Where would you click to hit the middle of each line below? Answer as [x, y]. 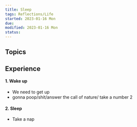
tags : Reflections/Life [29, 14]
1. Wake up [16, 81]
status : [13, 32]
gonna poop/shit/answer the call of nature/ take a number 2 [72, 97]
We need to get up [31, 92]
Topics [16, 52]
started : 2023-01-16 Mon [30, 19]
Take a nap [23, 119]
